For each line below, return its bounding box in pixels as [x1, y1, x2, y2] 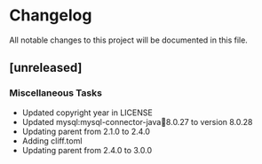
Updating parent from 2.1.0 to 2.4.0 [21, 126, 151, 137]
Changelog [9, 5, 92, 26]
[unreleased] [9, 60, 83, 75]
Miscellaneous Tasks [9, 87, 102, 99]
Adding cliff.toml [21, 135, 83, 146]
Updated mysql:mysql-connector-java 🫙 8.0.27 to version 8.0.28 [21, 116, 253, 127]
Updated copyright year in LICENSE [21, 107, 153, 118]
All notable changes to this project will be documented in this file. [9, 35, 249, 45]
